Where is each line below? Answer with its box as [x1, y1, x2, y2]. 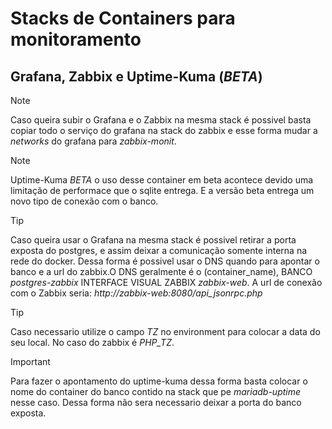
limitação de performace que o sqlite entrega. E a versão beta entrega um [10, 185, 315, 196]
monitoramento [10, 28, 142, 51]
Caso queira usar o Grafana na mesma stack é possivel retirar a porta [10, 234, 297, 246]
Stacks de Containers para [10, 7, 236, 30]
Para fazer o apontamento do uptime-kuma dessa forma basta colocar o [10, 375, 308, 387]
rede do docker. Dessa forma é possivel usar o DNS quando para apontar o [10, 255, 320, 267]
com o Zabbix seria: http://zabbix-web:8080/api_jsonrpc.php [10, 287, 263, 299]
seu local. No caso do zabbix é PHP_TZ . [10, 337, 175, 348]
